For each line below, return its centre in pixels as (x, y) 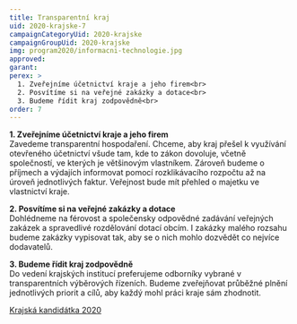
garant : (24, 68)
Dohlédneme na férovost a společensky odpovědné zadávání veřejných (141, 218)
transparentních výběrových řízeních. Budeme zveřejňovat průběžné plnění (148, 284)
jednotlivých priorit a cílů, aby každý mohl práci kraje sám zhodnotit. (135, 293)
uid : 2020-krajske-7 (48, 26)
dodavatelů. (31, 247)
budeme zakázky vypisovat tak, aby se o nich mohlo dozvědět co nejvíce (144, 237)
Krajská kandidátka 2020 (55, 311)
